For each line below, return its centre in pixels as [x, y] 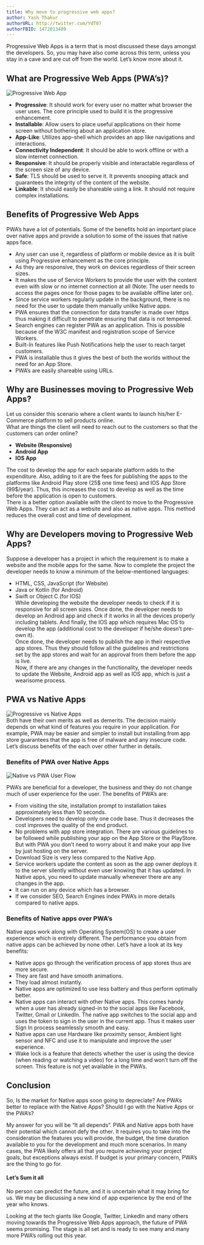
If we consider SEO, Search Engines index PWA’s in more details [95, 896]
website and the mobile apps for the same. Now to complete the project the [101, 565]
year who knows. [28, 1204]
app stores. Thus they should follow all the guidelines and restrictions [102, 648]
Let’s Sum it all [25, 1178]
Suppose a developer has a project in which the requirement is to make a [98, 559]
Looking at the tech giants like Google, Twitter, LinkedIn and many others [97, 1216]
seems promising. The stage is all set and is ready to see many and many [98, 1229]
